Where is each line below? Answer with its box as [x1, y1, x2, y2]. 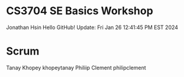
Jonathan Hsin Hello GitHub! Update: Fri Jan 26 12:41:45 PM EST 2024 [6, 24, 179, 31]
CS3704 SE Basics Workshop [6, 4, 154, 18]
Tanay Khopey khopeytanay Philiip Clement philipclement [6, 64, 146, 71]
